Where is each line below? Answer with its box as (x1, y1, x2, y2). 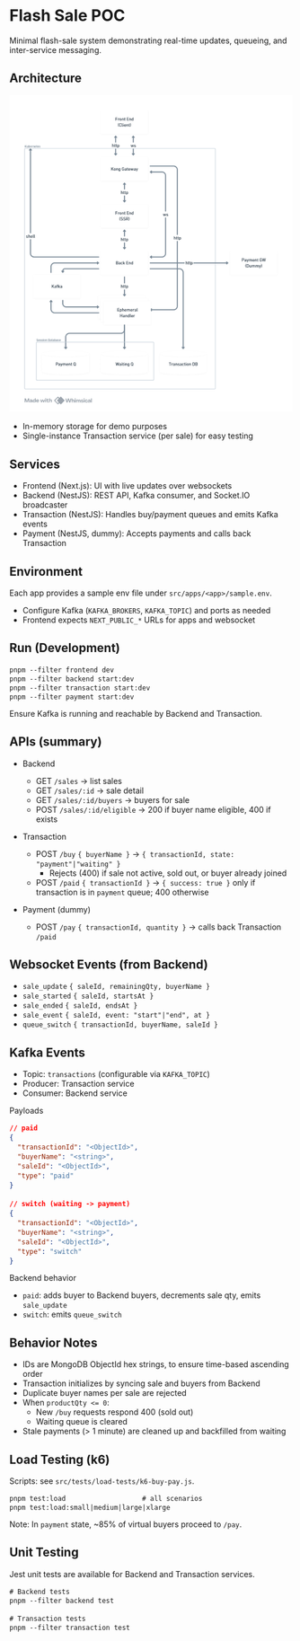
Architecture (9, 71, 83, 86)
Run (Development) (9, 640, 121, 656)
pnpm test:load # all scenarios (9, 1495, 203, 1504)
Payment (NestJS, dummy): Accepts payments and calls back (22, 528, 251, 539)
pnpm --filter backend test (9, 1596, 115, 1605)
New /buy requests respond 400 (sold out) (35, 1407, 194, 1417)
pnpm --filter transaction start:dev (9, 684, 151, 693)
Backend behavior (9, 1273, 76, 1284)
